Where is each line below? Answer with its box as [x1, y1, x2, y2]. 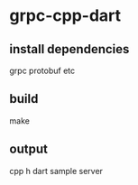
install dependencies [9, 42, 130, 57]
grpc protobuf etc [9, 65, 75, 76]
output [9, 142, 48, 157]
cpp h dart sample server [9, 165, 104, 176]
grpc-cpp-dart [9, 5, 122, 26]
